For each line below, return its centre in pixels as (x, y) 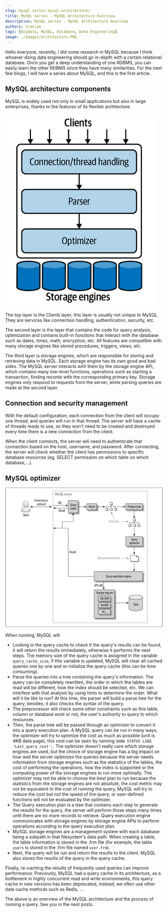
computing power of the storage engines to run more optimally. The (82, 773)
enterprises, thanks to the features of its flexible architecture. (68, 106)
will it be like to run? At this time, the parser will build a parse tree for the (87, 698)
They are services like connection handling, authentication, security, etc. (80, 320)
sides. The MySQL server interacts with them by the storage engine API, (79, 366)
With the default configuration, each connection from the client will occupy (82, 415)
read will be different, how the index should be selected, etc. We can (83, 688)
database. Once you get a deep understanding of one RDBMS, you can (78, 62)
